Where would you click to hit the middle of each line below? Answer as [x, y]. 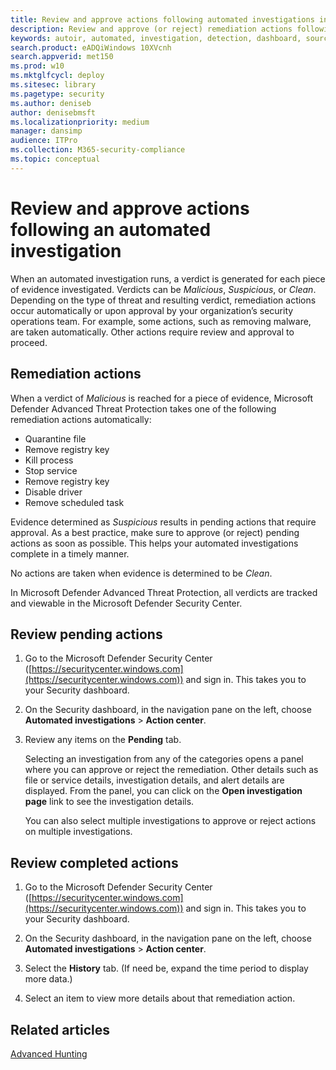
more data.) [48, 979]
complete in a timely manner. [70, 553]
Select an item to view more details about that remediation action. [160, 998]
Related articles [60, 1029]
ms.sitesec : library [53, 85]
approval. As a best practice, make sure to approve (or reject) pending [155, 532]
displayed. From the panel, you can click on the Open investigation [163, 791]
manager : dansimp [46, 131]
